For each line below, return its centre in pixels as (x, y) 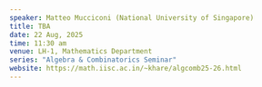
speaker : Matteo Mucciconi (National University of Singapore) (132, 18)
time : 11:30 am (38, 43)
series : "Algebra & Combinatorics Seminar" (93, 60)
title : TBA (30, 26)
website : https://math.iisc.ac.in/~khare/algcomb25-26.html (126, 69)
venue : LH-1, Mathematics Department (81, 52)
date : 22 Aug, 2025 (46, 34)
